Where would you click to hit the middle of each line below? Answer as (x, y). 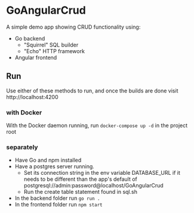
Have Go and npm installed (48, 160)
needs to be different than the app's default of (80, 179)
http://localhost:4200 (32, 97)
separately (22, 147)
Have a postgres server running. (54, 166)
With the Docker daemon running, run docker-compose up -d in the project (97, 125)
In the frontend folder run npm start (58, 205)
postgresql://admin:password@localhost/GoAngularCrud (94, 186)
